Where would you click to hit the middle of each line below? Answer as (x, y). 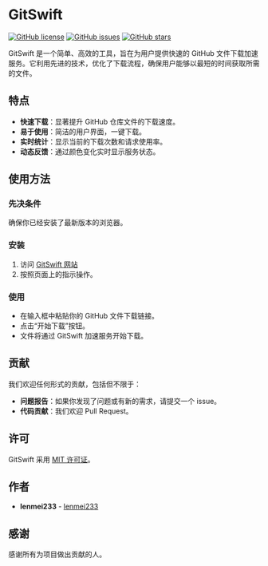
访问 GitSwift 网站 (49, 264)
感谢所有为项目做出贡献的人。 (57, 554)
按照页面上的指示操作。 (58, 274)
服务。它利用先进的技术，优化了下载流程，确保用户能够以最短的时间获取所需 (134, 63)
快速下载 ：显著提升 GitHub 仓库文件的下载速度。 (100, 121)
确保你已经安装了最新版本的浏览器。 (68, 223)
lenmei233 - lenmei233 (59, 507)
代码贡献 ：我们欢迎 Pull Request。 (76, 411)
